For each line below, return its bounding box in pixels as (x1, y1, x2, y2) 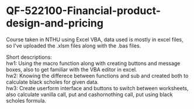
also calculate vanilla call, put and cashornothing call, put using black (6, 91, 173, 98)
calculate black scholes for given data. (6, 78, 99, 86)
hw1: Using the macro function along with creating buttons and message (6, 60, 181, 67)
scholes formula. (6, 97, 47, 104)
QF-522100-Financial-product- (6, 4, 161, 18)
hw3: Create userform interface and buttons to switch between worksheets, (6, 84, 189, 91)
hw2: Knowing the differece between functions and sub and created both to (6, 72, 189, 79)
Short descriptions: (6, 53, 53, 60)
